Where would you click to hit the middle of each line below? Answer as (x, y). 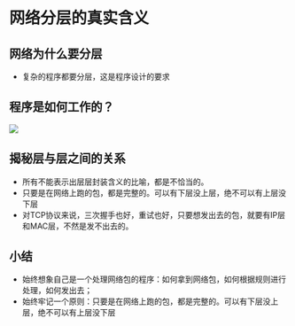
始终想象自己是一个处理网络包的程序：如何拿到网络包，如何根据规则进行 (154, 279)
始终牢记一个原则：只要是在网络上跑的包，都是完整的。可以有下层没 (146, 301)
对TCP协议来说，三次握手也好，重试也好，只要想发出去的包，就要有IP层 (154, 214)
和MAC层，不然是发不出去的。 (78, 226)
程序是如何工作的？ (62, 107)
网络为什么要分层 (56, 54)
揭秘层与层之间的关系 (67, 159)
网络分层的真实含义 (79, 18)
